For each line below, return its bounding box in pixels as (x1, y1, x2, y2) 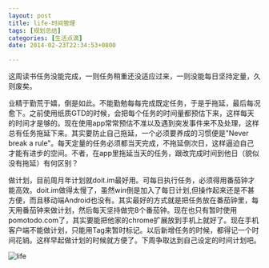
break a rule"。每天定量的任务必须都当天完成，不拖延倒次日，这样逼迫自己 (8, 138, 255, 148)
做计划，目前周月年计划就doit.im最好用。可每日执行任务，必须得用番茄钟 (8, 175, 248, 185)
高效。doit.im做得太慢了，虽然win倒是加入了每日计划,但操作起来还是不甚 (14, 186, 255, 195)
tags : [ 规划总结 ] (8, 26, 62, 34)
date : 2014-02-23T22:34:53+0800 (8, 42, 116, 50)
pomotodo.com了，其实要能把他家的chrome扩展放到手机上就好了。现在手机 (8, 215, 259, 225)
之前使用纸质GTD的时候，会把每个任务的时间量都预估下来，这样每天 (29, 109, 255, 118)
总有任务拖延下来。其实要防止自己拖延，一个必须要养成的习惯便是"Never (8, 129, 249, 138)
